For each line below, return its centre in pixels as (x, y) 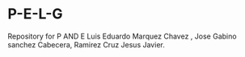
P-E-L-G (35, 14)
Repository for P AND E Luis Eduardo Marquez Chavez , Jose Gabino (122, 36)
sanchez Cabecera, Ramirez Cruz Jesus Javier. (86, 44)
